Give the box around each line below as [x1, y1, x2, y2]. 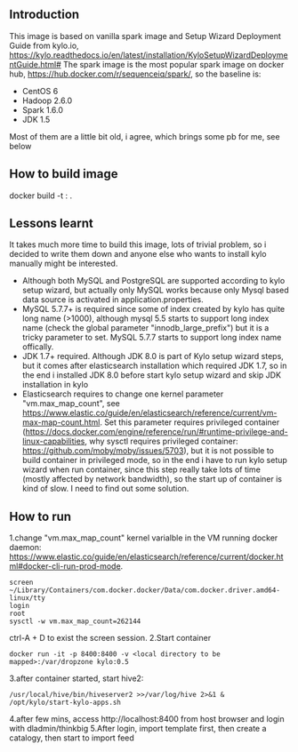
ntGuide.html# [9, 59, 62, 69]
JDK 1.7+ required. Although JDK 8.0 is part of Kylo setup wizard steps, [21, 351, 285, 362]
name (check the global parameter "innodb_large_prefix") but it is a [21, 323, 270, 333]
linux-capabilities [21, 436, 85, 447]
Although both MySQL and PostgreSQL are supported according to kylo [21, 276, 286, 286]
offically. [21, 341, 54, 352]
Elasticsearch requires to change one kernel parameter [21, 388, 224, 399]
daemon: [9, 542, 42, 553]
